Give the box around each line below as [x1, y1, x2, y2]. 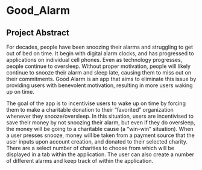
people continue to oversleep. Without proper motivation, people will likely [6, 62, 191, 70]
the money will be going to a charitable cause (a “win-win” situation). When [6, 126, 194, 132]
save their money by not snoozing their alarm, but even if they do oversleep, [6, 119, 195, 126]
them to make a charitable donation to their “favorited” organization [6, 106, 174, 113]
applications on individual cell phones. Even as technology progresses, [6, 56, 183, 63]
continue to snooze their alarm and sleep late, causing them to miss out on [6, 69, 192, 76]
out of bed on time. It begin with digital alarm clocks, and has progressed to [6, 50, 194, 57]
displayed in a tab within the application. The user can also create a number [6, 151, 195, 158]
